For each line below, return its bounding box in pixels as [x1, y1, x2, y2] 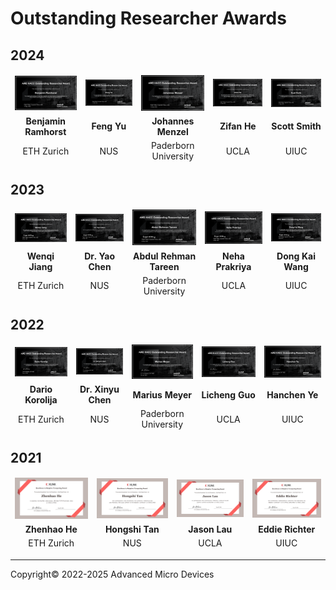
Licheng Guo [201, 388, 256, 401]
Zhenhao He [24, 523, 78, 536]
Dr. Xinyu [79, 383, 120, 396]
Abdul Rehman [133, 250, 197, 262]
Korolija [24, 394, 58, 406]
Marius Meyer [132, 388, 192, 401]
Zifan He [219, 120, 257, 132]
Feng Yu [91, 120, 127, 132]
